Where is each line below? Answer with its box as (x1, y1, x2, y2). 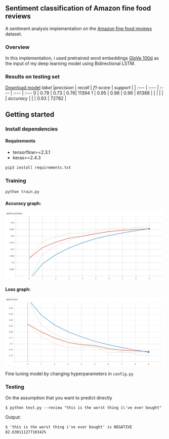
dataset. (5, 30, 23, 37)
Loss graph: (5, 286, 31, 292)
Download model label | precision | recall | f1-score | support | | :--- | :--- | (5, 85, 159, 91)
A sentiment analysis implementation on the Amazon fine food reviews (5, 25, 152, 31)
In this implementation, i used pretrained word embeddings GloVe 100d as (5, 55, 159, 61)
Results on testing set (5, 73, 60, 80)
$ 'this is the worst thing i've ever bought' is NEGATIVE (5, 425, 133, 430)
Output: (5, 414, 21, 420)
